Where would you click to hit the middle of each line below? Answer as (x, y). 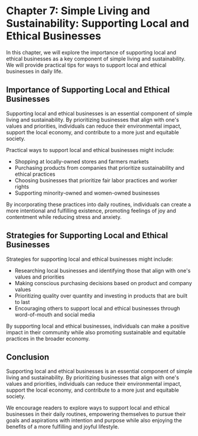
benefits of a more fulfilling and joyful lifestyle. (63, 427)
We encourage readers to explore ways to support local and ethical (88, 408)
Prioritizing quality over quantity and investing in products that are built (101, 295)
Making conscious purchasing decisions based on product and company (103, 283)
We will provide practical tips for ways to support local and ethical (86, 65)
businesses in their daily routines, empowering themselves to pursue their (96, 414)
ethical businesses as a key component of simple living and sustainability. (96, 59)
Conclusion (28, 357)
